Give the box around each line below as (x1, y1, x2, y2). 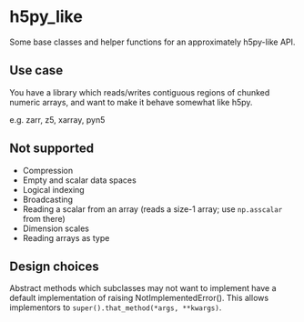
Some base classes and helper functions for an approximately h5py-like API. (9, 36, 296, 47)
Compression (22, 165, 74, 176)
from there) (22, 213, 66, 224)
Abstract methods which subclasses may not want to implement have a (9, 283, 277, 294)
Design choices (9, 258, 100, 274)
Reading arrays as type (22, 232, 110, 243)
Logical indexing (22, 184, 85, 195)
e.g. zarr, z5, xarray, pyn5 (9, 114, 106, 125)
